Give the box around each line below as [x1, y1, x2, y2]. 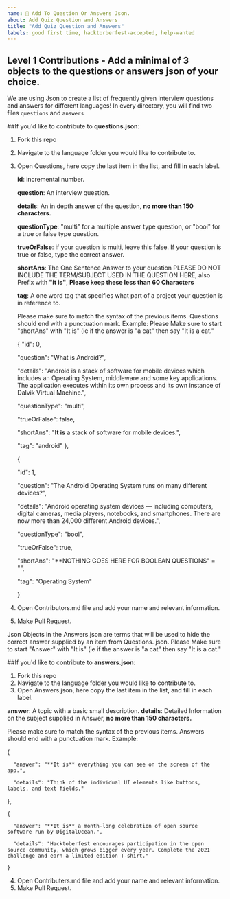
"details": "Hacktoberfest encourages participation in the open [13, 841, 205, 848]
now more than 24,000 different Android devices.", [16, 517, 161, 525]
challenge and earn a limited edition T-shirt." [7, 852, 149, 860]
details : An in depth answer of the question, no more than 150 [16, 202, 194, 210]
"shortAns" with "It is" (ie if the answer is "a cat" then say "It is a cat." [16, 327, 214, 335]
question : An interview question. [16, 189, 110, 197]
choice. [7, 76, 40, 88]
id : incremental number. [16, 176, 84, 184]
